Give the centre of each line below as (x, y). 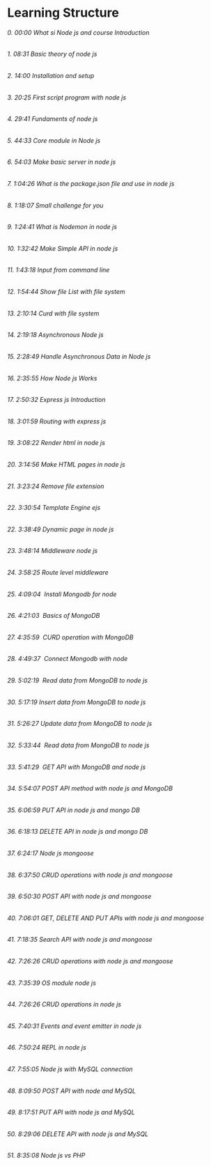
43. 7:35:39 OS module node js (52, 983)
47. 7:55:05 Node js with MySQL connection (70, 1069)
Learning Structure (63, 13)
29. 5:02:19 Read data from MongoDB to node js (78, 681)
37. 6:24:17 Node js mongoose (50, 853)
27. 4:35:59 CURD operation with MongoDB (70, 637)
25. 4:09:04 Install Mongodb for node (62, 594)
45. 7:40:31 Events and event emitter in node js (75, 1026)
